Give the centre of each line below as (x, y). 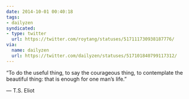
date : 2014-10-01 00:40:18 (40, 12)
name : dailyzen (30, 50)
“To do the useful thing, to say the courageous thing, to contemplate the (94, 72)
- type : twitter (26, 34)
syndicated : (21, 28)
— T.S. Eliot (20, 90)
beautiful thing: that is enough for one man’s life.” (66, 79)
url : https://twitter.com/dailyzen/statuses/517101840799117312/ (94, 56)
